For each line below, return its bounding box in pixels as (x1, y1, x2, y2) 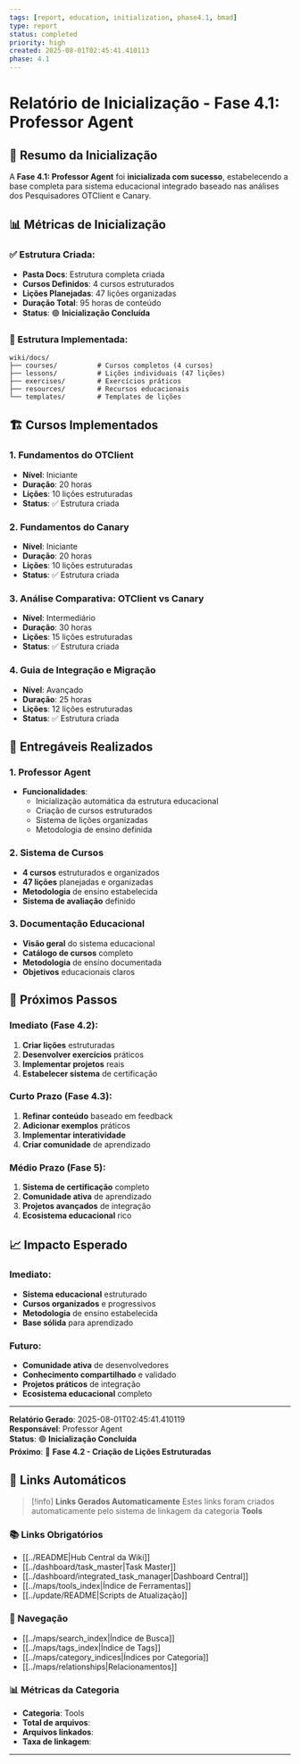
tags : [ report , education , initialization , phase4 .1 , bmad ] (9, 13, 238, 22)
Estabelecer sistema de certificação (21, 1068, 158, 1079)
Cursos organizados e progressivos (21, 1298, 156, 1309)
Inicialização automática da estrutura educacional (35, 796, 219, 807)
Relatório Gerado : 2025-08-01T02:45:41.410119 (9, 1414, 186, 1425)
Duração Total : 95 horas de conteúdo (21, 297, 162, 308)
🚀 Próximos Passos (9, 993, 118, 1008)
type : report (9, 21, 58, 30)
